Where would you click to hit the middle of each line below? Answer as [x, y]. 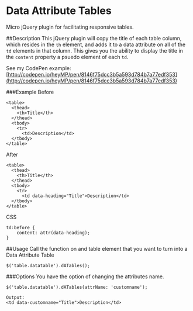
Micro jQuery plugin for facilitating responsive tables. [70, 27]
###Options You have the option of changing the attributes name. [85, 277]
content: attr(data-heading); [54, 233]
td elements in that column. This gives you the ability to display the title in [94, 50]
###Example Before [30, 92]
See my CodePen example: [39, 68]
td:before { [20, 227]
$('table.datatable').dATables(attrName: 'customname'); [77, 287]
